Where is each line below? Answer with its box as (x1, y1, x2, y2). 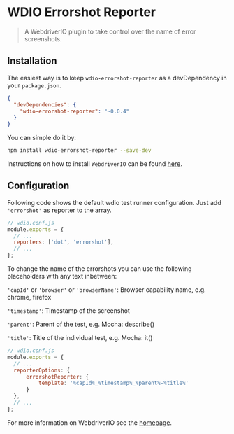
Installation (7, 55, 57, 67)
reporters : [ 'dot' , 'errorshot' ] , (13, 239, 114, 246)
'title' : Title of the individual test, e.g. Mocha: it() (7, 334, 153, 342)
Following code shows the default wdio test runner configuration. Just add (7, 198, 221, 206)
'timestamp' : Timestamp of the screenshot (7, 307, 131, 315)
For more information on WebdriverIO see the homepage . (7, 418, 173, 427)
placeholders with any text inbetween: (7, 272, 117, 281)
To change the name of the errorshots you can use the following (7, 265, 192, 273)
